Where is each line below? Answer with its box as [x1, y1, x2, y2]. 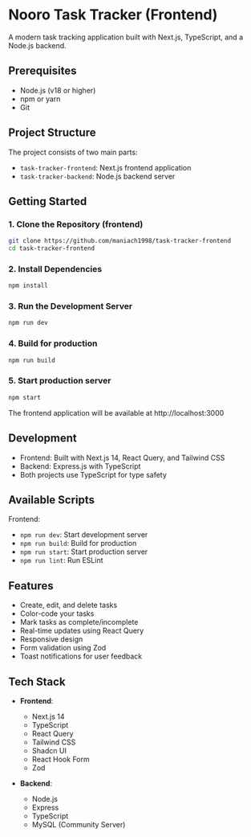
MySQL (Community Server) [31, 819, 126, 829]
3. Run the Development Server [8, 301, 133, 312]
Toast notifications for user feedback [19, 651, 143, 661]
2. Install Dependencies [8, 263, 103, 274]
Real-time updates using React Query [19, 626, 144, 636]
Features [8, 579, 54, 593]
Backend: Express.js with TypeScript [19, 461, 141, 471]
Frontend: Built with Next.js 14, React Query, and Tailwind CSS [19, 453, 225, 462]
